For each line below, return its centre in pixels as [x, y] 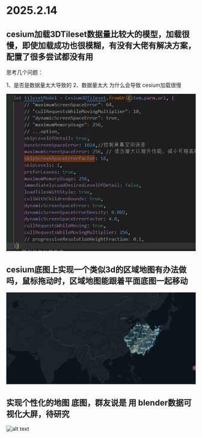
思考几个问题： [25, 72]
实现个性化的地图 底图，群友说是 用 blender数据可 [99, 403]
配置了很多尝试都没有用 [50, 57]
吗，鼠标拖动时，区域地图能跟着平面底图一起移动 [97, 281]
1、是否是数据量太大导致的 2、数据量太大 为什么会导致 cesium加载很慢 [94, 85]
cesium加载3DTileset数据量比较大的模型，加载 [94, 34]
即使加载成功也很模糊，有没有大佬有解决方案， [109, 45]
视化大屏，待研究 [38, 414]
